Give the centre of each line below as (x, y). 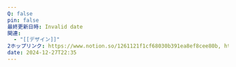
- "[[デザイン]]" (37, 40)
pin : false (23, 20)
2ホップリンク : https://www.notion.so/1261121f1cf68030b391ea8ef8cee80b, (114, 46)
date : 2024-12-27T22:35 (42, 53)
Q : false (20, 14)
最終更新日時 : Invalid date (45, 27)
